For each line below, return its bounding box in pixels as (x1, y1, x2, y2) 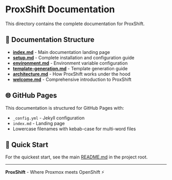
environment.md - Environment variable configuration (12, 60, 128, 66)
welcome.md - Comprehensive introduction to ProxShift (12, 76, 132, 83)
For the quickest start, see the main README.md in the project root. (5, 154, 148, 160)
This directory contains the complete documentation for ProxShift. (5, 21, 145, 27)
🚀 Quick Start (5, 140, 49, 149)
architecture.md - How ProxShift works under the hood (12, 71, 131, 77)
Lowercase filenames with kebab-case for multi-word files (12, 126, 136, 132)
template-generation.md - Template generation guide (12, 65, 128, 71)
